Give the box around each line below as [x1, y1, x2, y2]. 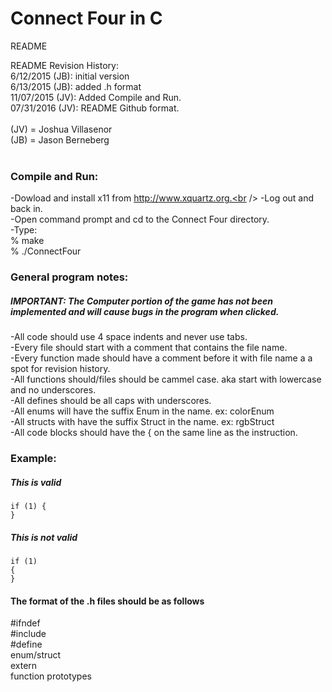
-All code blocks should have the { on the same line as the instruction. [10, 427, 298, 439]
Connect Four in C [10, 7, 163, 30]
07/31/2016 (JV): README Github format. [10, 102, 180, 114]
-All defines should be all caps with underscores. [10, 395, 212, 407]
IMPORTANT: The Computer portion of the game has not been [10, 295, 273, 307]
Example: [10, 452, 57, 466]
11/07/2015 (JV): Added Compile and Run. [10, 91, 182, 103]
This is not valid [10, 531, 78, 543]
